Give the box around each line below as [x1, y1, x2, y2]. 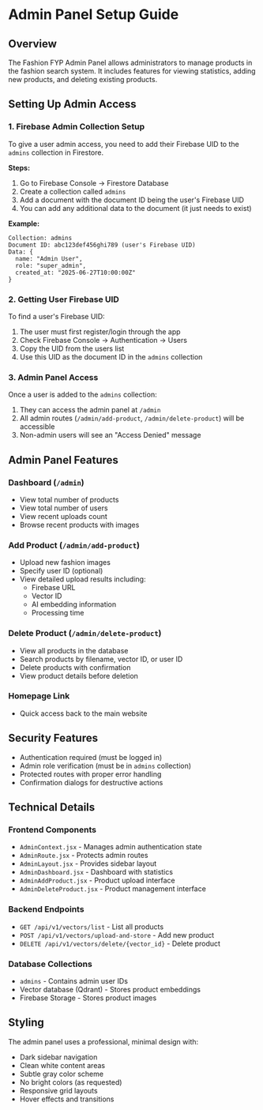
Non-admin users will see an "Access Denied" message [19, 431, 201, 440]
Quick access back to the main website [19, 709, 148, 718]
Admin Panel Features [8, 453, 118, 467]
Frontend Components [8, 824, 97, 835]
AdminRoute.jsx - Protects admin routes [19, 851, 148, 860]
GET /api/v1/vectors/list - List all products [19, 922, 164, 931]
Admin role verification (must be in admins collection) [19, 761, 192, 770]
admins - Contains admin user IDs [19, 976, 129, 985]
